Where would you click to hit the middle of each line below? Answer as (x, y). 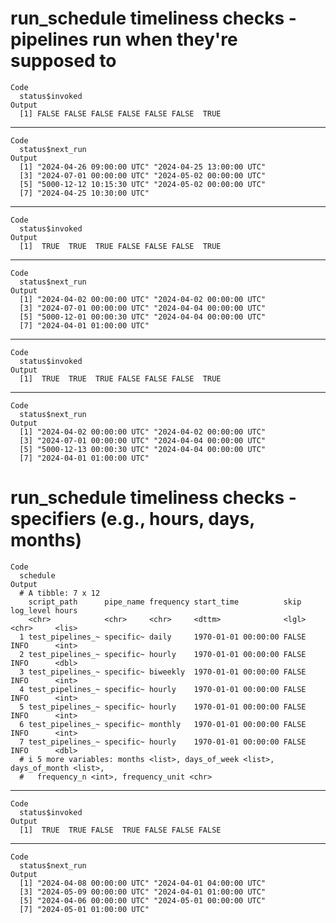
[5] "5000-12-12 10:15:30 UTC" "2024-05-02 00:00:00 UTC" (143, 184)
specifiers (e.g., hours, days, (132, 519)
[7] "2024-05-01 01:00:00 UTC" (84, 909)
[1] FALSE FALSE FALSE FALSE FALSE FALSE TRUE (120, 113)
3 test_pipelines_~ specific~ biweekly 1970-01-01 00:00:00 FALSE (163, 672)
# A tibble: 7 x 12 (60, 593)
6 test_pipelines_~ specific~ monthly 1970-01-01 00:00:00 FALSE (163, 724)
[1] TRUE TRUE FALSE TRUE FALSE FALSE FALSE (120, 830)
